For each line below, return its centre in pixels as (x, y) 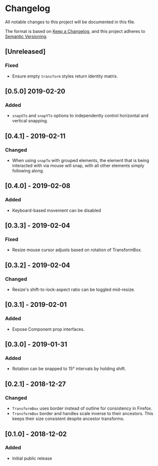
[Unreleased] (25, 52)
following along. (28, 171)
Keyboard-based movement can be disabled (56, 210)
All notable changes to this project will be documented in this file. (70, 22)
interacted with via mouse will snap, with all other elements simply (78, 166)
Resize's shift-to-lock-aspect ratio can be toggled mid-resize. (73, 289)
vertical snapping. (30, 121)
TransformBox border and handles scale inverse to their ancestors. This (83, 414)
